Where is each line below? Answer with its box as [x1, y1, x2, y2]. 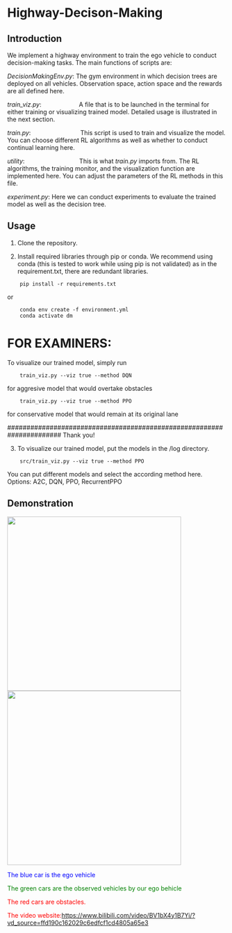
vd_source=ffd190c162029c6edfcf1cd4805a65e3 [7, 918, 149, 927]
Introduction [7, 33, 63, 45]
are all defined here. [7, 87, 65, 95]
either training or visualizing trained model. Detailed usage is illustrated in [7, 108, 217, 116]
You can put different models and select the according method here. [7, 470, 203, 478]
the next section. [7, 115, 56, 123]
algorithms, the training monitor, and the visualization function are [7, 164, 196, 172]
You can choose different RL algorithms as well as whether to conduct [7, 136, 208, 144]
